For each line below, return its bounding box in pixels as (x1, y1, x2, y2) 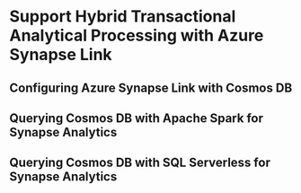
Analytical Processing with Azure (9, 25, 264, 46)
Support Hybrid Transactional (9, 6, 236, 27)
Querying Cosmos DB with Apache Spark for (9, 110, 263, 126)
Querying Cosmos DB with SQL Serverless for (9, 155, 271, 171)
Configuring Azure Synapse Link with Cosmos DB (9, 80, 293, 95)
